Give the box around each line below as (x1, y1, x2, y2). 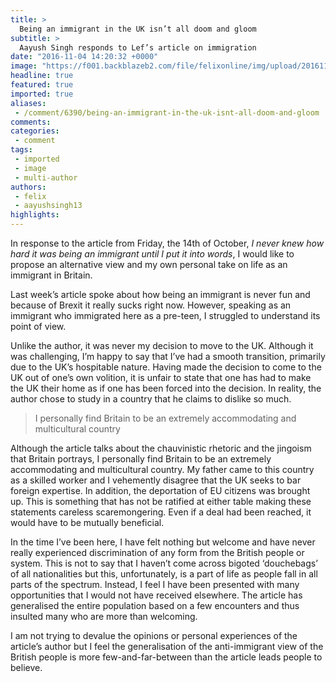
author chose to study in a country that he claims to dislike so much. (10, 393, 292, 405)
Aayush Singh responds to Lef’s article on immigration (19, 42, 257, 53)
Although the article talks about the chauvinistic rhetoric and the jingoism (10, 442, 312, 454)
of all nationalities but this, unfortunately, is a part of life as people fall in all (10, 568, 318, 580)
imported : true (10, 89, 74, 99)
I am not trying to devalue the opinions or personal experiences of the (10, 630, 298, 641)
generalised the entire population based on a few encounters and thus (10, 600, 300, 611)
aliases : (10, 98, 47, 108)
